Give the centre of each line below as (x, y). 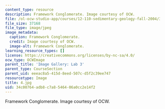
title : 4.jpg (18, 82)
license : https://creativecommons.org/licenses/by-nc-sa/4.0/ (70, 55)
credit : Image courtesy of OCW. (43, 42)
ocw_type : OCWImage (25, 60)
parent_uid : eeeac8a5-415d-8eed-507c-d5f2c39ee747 (58, 74)
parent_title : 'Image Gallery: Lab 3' (45, 64)
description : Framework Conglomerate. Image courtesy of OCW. (70, 14)
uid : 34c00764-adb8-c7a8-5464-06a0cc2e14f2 (50, 87)
